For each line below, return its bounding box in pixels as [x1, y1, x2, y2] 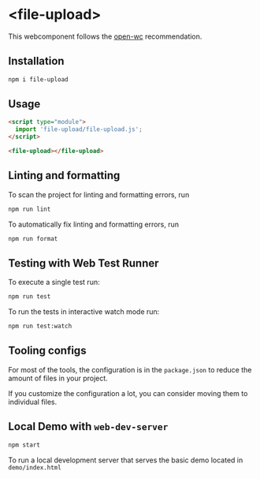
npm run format [8, 234, 58, 242]
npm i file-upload [8, 75, 69, 84]
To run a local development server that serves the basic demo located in [8, 455, 243, 465]
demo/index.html [8, 463, 61, 471]
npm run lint [8, 205, 51, 213]
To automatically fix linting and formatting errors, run [8, 219, 180, 229]
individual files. [8, 397, 58, 406]
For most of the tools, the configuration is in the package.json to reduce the [8, 365, 252, 374]
